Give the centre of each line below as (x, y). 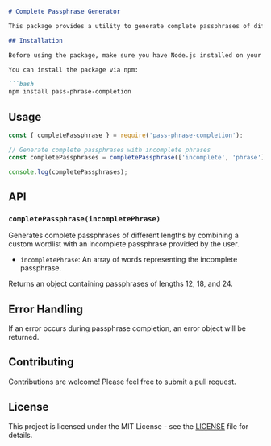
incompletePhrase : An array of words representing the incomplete (129, 260)
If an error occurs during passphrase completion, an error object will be (127, 328)
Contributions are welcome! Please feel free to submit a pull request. (122, 382)
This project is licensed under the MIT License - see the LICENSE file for (128, 426)
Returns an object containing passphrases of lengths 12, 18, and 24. (121, 284)
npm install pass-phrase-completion (70, 92)
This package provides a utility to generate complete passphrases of (129, 26)
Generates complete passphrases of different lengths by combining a (124, 235)
